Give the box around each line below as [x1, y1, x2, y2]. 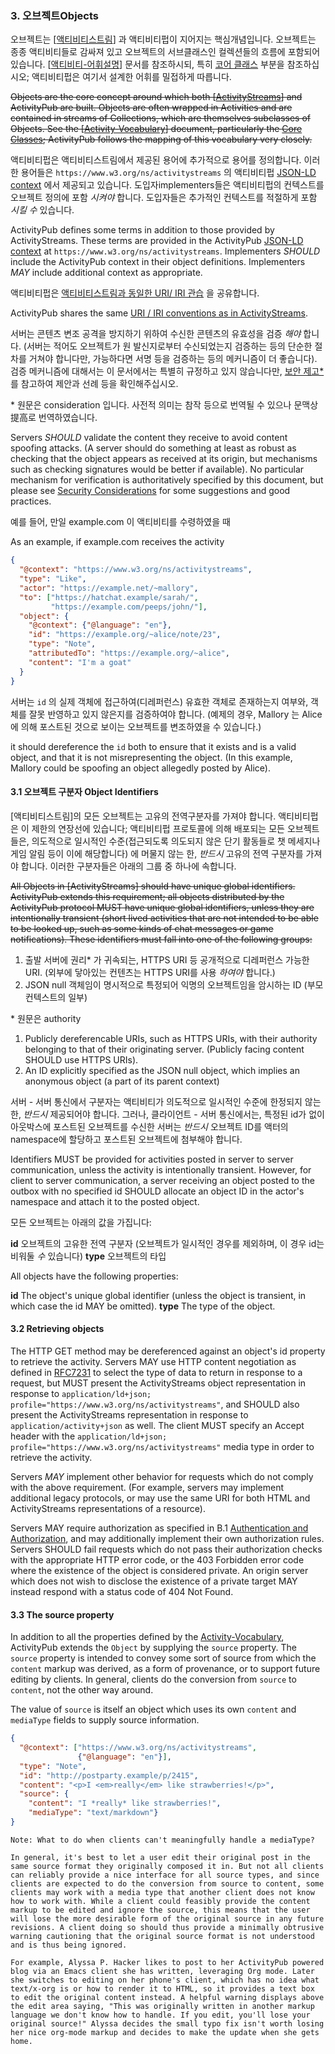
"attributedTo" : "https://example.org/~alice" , [28, 648, 230, 659]
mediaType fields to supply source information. [10, 1714, 200, 1726]
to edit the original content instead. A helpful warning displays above [10, 1992, 325, 2002]
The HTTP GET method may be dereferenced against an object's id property [10, 1345, 326, 1357]
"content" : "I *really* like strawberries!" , [28, 1798, 222, 1809]
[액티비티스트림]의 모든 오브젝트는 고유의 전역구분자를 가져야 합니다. [10, 810, 277, 822]
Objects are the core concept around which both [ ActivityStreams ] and [10, 91, 303, 103]
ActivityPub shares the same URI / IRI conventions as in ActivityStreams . [10, 307, 308, 319]
